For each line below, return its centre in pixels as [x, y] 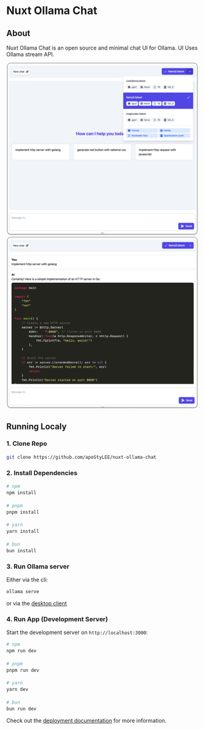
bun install [21, 550]
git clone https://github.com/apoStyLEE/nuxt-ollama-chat [81, 457]
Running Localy [37, 426]
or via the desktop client [37, 603]
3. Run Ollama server [38, 566]
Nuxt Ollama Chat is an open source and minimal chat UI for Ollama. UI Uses [102, 48]
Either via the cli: [27, 579]
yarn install [23, 531]
